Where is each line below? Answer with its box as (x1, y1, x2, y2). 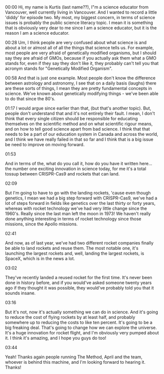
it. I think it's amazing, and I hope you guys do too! (5, 335, 106, 341)
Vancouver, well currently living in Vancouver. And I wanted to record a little (5, 9, 157, 15)
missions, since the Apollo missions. (5, 221, 78, 227)
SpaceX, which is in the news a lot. (5, 256, 75, 261)
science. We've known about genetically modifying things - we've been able (5, 90, 159, 96)
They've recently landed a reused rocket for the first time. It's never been (5, 275, 152, 280)
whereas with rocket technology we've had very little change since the (5, 205, 147, 211)
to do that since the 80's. (5, 96, 56, 102)
